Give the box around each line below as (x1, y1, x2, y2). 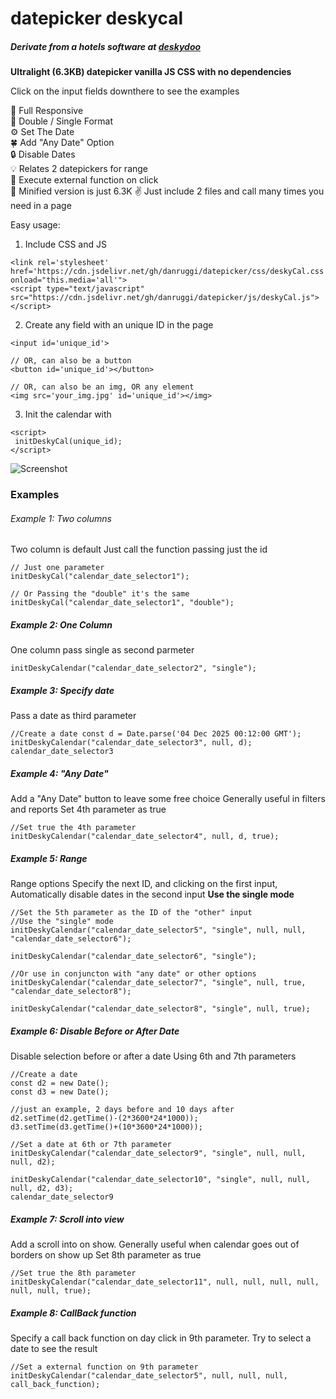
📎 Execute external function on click (10, 174, 159, 186)
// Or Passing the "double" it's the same (10, 589, 190, 599)
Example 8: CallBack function (10, 1307, 137, 1319)
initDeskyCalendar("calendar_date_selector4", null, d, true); (10, 832, 280, 842)
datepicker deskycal (10, 7, 184, 30)
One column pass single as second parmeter (10, 644, 195, 656)
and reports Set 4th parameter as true (10, 803, 167, 816)
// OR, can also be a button (10, 356, 132, 366)
